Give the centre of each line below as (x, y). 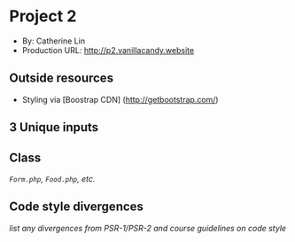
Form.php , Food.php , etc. (52, 178)
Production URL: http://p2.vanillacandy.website (108, 50)
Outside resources (61, 78)
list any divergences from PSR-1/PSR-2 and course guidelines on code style (147, 228)
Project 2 (43, 16)
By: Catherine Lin (54, 41)
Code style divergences (77, 207)
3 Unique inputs (54, 127)
